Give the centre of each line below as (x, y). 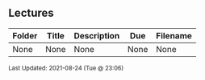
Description (97, 35)
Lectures (31, 13)
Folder (25, 35)
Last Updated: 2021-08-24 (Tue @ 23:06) (66, 68)
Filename (174, 35)
